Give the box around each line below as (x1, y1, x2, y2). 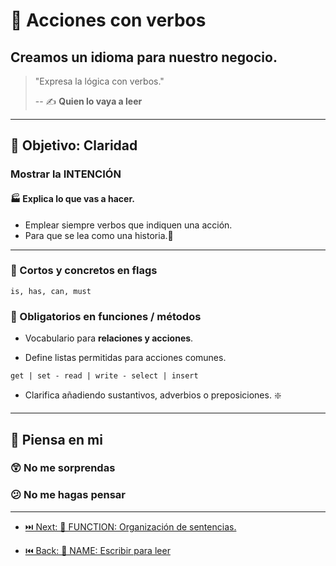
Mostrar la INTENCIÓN (10, 167, 122, 181)
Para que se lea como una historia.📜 (24, 229, 174, 241)
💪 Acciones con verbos (10, 9, 207, 32)
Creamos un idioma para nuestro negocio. (10, 49, 278, 66)
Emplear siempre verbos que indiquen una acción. (24, 219, 233, 231)
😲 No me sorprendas (10, 461, 116, 475)
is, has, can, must (10, 286, 92, 296)
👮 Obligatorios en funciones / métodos (10, 309, 202, 323)
